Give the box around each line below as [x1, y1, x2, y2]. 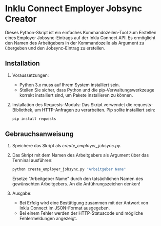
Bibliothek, [12, 107, 34, 113]
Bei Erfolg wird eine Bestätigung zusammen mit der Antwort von [19, 200, 149, 206]
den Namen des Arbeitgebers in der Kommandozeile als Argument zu [5, 40, 144, 45]
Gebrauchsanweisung [5, 130, 74, 138]
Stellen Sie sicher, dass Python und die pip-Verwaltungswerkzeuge [19, 87, 155, 93]
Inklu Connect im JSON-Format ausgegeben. [19, 205, 110, 211]
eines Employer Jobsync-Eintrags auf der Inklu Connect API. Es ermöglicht [5, 35, 156, 41]
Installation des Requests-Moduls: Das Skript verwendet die [12, 101, 133, 108]
